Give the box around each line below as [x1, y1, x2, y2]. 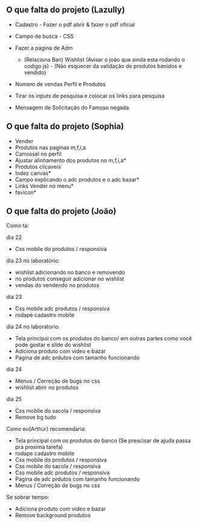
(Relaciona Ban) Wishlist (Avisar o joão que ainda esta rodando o [24, 56, 185, 63]
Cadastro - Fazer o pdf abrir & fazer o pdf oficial [14, 21, 135, 28]
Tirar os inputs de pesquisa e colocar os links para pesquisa [14, 92, 165, 99]
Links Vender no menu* [14, 182, 74, 189]
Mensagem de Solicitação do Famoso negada [14, 104, 129, 111]
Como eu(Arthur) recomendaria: [6, 425, 86, 433]
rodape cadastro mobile [14, 450, 75, 457]
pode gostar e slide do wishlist [14, 341, 92, 349]
